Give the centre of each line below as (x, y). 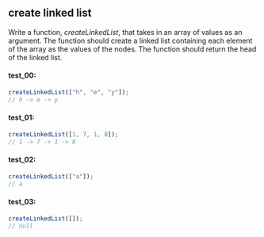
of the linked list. (35, 57)
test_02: (22, 160)
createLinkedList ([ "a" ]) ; (51, 176)
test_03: (22, 202)
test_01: (21, 117)
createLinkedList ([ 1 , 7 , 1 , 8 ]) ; (63, 134)
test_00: (22, 75)
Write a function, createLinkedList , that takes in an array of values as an (125, 32)
